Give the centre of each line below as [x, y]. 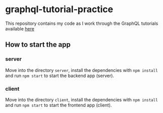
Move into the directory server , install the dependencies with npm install [82, 70]
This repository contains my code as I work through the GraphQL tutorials [82, 23]
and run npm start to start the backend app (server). [60, 76]
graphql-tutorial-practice [59, 9]
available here [20, 28]
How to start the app [38, 45]
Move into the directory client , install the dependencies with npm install [82, 99]
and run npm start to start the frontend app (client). [59, 105]
